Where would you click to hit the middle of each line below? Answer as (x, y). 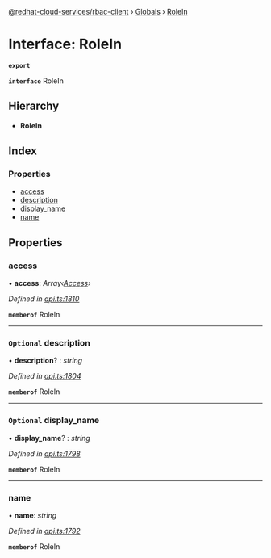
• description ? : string (46, 361)
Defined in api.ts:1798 (44, 453)
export (19, 65)
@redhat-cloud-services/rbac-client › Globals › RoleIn (98, 12)
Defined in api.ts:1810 (44, 299)
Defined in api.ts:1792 (44, 531)
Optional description (49, 343)
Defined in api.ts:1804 (45, 376)
